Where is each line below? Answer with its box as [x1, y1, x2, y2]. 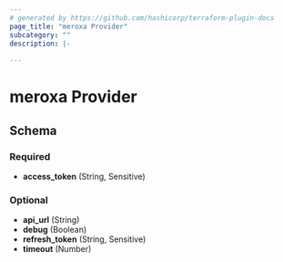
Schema [9, 122, 57, 138]
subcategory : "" [9, 30, 71, 39]
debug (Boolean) [22, 225, 87, 236]
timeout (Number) [22, 244, 92, 255]
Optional [9, 194, 48, 206]
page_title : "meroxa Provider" [9, 22, 128, 31]
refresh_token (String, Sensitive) [22, 234, 147, 245]
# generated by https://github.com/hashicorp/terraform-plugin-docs [9, 13, 275, 23]
